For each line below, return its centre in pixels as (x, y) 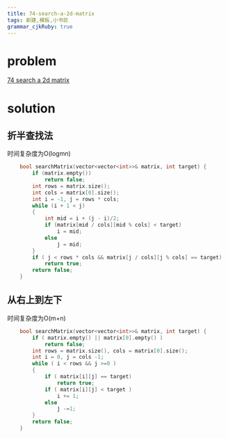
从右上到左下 (35, 300)
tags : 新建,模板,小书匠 (38, 20)
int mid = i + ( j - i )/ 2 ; (82, 219)
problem (32, 61)
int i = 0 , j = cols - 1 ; (68, 357)
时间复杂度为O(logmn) (39, 154)
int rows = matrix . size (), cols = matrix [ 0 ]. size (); (110, 351)
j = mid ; (69, 244)
